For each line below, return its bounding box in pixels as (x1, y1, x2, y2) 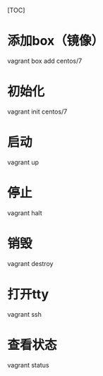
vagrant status (7, 360, 49, 369)
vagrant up (7, 158, 40, 166)
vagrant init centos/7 (7, 107, 68, 116)
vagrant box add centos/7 (7, 56, 83, 65)
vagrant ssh (7, 310, 42, 318)
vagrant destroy (7, 259, 54, 267)
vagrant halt (7, 208, 42, 217)
